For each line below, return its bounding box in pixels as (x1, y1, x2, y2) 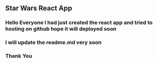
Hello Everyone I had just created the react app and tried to (5, 19, 153, 26)
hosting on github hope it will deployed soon (5, 25, 116, 32)
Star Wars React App (5, 4, 72, 13)
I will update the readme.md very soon (5, 39, 102, 46)
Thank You (5, 52, 32, 59)
